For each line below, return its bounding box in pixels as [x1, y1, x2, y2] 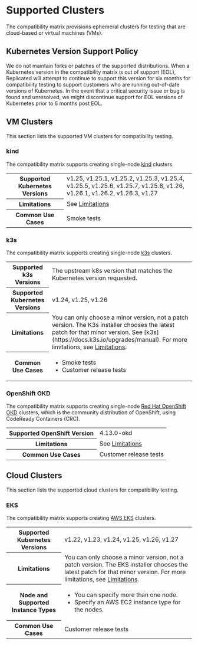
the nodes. [74, 605, 104, 614]
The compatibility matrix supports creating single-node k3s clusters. [6, 249, 173, 257]
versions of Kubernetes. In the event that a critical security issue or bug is [6, 87, 186, 94]
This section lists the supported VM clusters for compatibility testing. [6, 132, 174, 139]
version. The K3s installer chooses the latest [52, 320, 175, 329]
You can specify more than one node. [74, 591, 178, 599]
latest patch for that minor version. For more [64, 568, 186, 576]
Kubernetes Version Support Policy [6, 47, 138, 57]
